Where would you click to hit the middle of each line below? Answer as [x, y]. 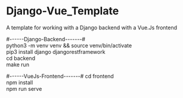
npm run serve [24, 88]
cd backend [21, 58]
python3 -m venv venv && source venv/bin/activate [69, 45]
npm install [20, 82]
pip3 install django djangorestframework [56, 51]
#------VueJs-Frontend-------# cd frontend [60, 76]
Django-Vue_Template [63, 11]
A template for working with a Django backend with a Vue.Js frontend [92, 27]
